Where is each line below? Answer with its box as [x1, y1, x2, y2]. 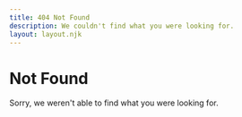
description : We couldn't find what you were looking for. [9, 21, 235, 30]
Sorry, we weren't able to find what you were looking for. [9, 97, 219, 108]
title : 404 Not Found [9, 13, 91, 22]
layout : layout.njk [9, 29, 82, 38]
